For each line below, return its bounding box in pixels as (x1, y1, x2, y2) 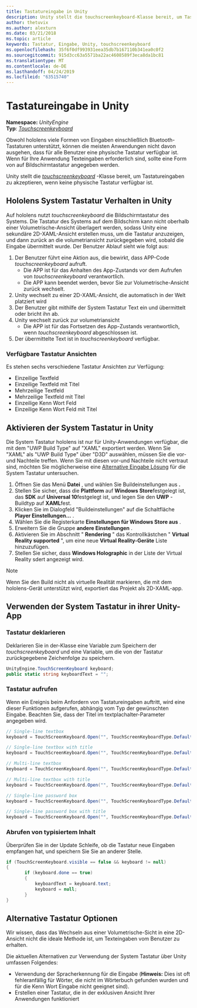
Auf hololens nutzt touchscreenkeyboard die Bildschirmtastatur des (6, 211, 169, 218)
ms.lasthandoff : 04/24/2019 (6, 69, 75, 75)
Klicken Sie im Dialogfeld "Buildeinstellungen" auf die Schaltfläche (14, 505, 175, 513)
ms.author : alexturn (6, 25, 57, 31)
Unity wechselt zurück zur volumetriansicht (14, 316, 120, 323)
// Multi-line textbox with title (6, 776, 91, 783)
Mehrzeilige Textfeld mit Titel (14, 393, 85, 400)
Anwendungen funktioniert (14, 996, 80, 1003)
